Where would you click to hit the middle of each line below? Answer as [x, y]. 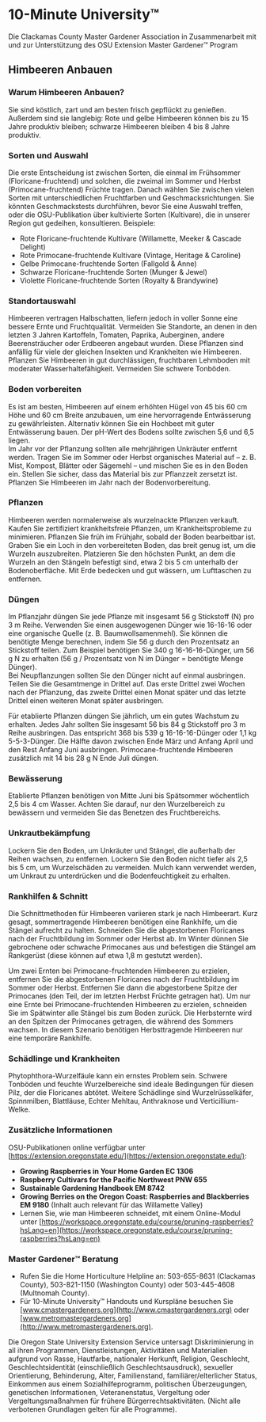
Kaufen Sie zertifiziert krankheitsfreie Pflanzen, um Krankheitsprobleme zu [130, 528]
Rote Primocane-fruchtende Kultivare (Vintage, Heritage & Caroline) [130, 255]
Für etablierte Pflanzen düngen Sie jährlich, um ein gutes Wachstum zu [124, 716]
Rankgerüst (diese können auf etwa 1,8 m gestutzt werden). [105, 955]
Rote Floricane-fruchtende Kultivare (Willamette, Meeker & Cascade [130, 238]
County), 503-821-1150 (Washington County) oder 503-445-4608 [127, 1284]
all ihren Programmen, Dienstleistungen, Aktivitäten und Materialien [118, 1350]
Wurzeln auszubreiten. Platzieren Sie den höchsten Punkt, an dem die [122, 553]
